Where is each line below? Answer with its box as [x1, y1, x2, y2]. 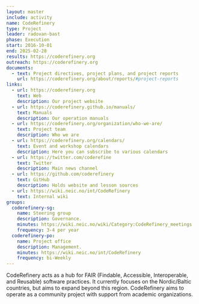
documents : [6, 64, 34, 71]
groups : [6, 199, 26, 205]
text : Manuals [17, 110, 52, 116]
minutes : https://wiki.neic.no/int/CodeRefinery [17, 249, 141, 256]
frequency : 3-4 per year [17, 227, 79, 233]
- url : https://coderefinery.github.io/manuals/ [11, 104, 136, 110]
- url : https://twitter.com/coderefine [11, 154, 112, 160]
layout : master [6, 8, 44, 15]
